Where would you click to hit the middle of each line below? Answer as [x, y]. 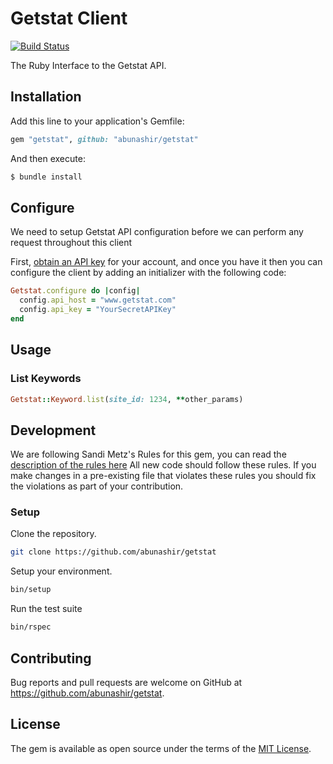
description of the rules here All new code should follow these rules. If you [163, 465]
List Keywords [46, 379]
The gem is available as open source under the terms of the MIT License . [161, 748]
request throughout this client [71, 243]
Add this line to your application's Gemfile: [97, 121]
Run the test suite [46, 609]
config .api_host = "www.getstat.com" [98, 300]
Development [53, 430]
